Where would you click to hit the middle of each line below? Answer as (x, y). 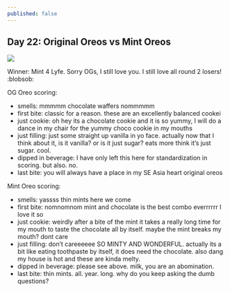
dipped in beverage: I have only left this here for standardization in (112, 158)
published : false (32, 14)
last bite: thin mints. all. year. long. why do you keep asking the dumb (116, 274)
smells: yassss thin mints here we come (74, 200)
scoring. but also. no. (48, 165)
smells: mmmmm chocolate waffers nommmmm (86, 106)
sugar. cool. (34, 151)
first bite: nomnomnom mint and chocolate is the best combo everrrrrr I (119, 207)
